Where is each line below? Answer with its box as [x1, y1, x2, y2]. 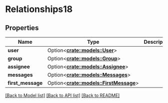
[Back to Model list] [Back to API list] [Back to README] [5, 92, 120, 98]
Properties [5, 24, 39, 32]
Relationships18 [5, 4, 73, 15]
